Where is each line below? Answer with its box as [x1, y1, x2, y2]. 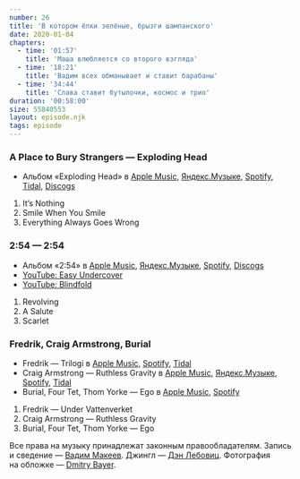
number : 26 [9, 13, 50, 22]
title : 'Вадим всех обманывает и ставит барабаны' [25, 72, 219, 81]
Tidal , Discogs [21, 181, 76, 192]
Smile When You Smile [21, 208, 106, 218]
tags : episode [9, 122, 63, 131]
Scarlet [21, 315, 49, 326]
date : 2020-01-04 [9, 30, 74, 38]
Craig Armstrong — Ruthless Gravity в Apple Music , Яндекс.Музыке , [21, 367, 278, 378]
